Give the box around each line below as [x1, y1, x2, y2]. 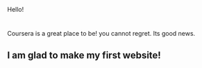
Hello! [7, 5, 24, 13]
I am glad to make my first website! [7, 49, 161, 61]
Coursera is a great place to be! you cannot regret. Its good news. [7, 30, 196, 38]
